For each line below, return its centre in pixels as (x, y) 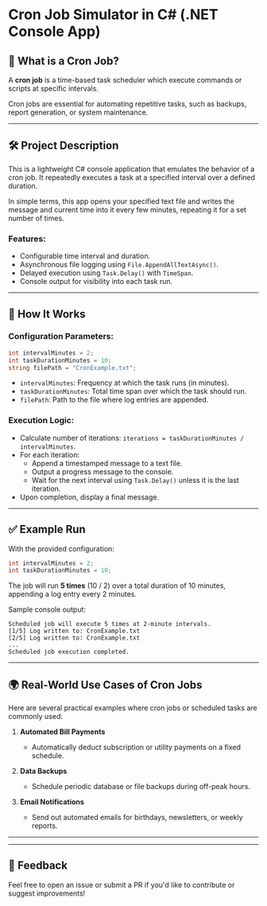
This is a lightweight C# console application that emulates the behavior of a (132, 169)
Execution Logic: (41, 421)
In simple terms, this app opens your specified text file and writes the (121, 201)
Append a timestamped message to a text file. (107, 463)
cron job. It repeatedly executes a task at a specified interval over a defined (132, 177)
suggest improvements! (47, 893)
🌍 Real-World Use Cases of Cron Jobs (105, 684)
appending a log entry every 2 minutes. (73, 594)
